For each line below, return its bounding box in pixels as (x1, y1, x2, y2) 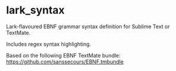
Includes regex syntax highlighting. (6, 40, 92, 48)
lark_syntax (6, 4, 65, 17)
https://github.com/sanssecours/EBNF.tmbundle (6, 58, 124, 65)
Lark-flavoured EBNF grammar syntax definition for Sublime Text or (6, 23, 170, 30)
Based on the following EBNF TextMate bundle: (6, 52, 121, 59)
